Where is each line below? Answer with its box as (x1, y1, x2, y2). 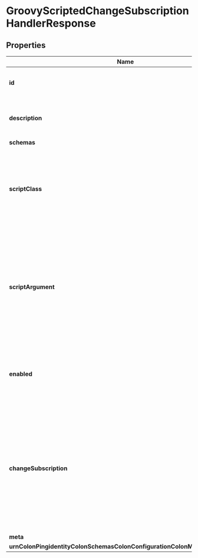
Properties (6, 40, 46, 50)
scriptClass (9, 185, 42, 193)
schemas (9, 139, 35, 146)
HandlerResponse (6, 17, 96, 30)
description (9, 114, 42, 122)
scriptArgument (9, 283, 55, 291)
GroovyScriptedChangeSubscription (6, 4, 190, 18)
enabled (9, 370, 32, 378)
